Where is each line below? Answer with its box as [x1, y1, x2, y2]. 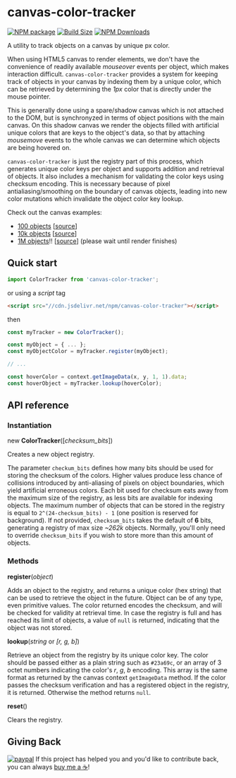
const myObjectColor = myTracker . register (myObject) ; [7, 348, 169, 355]
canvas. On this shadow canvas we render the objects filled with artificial [7, 121, 220, 129]
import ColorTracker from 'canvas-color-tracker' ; [7, 276, 159, 283]
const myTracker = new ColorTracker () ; [7, 328, 125, 335]
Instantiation [7, 421, 52, 431]
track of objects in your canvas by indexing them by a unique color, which [7, 77, 222, 85]
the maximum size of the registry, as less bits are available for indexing [7, 494, 213, 502]
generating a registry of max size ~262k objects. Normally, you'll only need [7, 524, 225, 532]
